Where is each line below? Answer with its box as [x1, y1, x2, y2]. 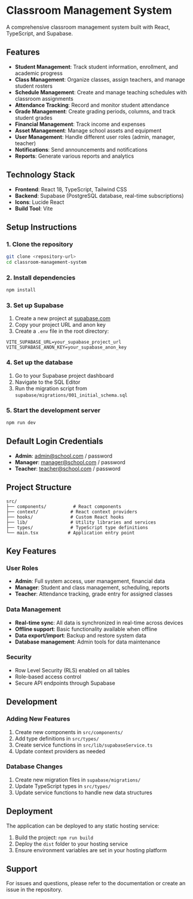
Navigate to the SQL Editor [14, 378, 81, 386]
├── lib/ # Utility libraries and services [6, 519, 157, 525]
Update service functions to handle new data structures [14, 789, 152, 796]
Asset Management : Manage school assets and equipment [14, 127, 162, 134]
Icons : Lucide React [14, 199, 65, 206]
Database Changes [6, 762, 63, 771]
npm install [6, 287, 36, 293]
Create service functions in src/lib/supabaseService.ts [14, 741, 153, 748]
